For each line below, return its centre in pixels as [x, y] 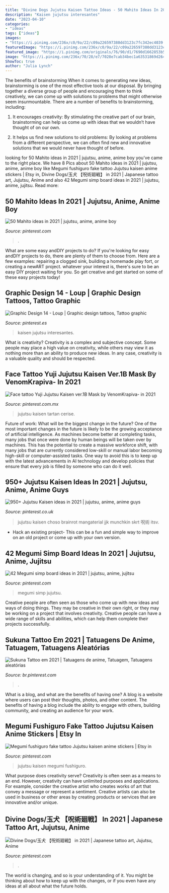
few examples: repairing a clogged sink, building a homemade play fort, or [82, 261]
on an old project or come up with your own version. [67, 538]
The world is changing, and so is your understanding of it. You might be [79, 875]
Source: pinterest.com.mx [32, 404]
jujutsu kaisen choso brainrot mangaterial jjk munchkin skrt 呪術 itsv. [88, 522]
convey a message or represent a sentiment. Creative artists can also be [80, 791]
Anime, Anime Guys [37, 490]
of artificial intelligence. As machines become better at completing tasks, [81, 434]
